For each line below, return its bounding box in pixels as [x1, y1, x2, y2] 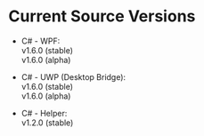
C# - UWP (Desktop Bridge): [20, 71, 126, 82]
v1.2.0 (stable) [20, 117, 74, 128]
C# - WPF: [20, 36, 61, 46]
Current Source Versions [8, 6, 196, 27]
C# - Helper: [20, 108, 68, 118]
